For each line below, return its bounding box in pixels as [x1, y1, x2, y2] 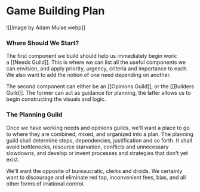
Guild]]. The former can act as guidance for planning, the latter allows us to [6, 89, 191, 97]
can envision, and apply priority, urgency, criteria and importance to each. [6, 65, 188, 72]
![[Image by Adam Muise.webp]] [6, 24, 85, 31]
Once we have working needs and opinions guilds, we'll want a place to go [6, 124, 190, 131]
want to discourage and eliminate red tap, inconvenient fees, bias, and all [6, 174, 186, 181]
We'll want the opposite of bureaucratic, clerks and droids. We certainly [6, 167, 183, 174]
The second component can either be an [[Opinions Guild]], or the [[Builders [6, 83, 194, 90]
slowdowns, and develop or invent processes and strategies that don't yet [6, 149, 188, 156]
